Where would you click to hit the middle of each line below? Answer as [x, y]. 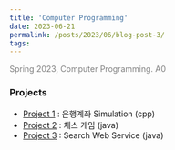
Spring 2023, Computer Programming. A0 [88, 69]
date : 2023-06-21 [42, 26]
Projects [28, 93]
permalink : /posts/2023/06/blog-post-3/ [87, 35]
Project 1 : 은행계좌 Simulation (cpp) [89, 114]
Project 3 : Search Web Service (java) [93, 135]
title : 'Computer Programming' [69, 18]
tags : [20, 43]
